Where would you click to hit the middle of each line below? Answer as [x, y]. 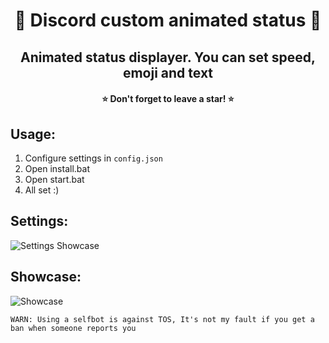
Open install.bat [57, 168]
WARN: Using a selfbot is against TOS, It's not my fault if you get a [162, 319]
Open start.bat [54, 179]
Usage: [33, 134]
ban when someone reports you [73, 328]
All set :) [42, 190]
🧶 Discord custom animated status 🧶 [168, 20]
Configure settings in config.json [93, 158]
